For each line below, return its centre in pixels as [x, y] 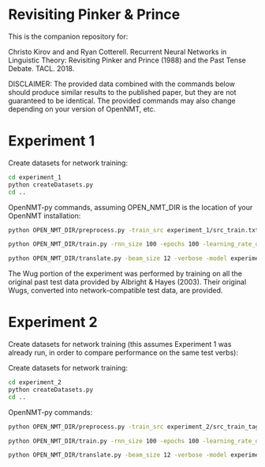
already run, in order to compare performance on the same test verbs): [123, 352]
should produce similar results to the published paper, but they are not [122, 92]
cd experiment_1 [35, 177]
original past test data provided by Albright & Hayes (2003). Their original [127, 282]
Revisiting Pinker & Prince [94, 15]
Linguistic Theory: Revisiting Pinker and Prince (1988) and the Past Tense [127, 60]
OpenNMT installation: [45, 216]
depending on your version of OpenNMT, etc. [82, 109]
